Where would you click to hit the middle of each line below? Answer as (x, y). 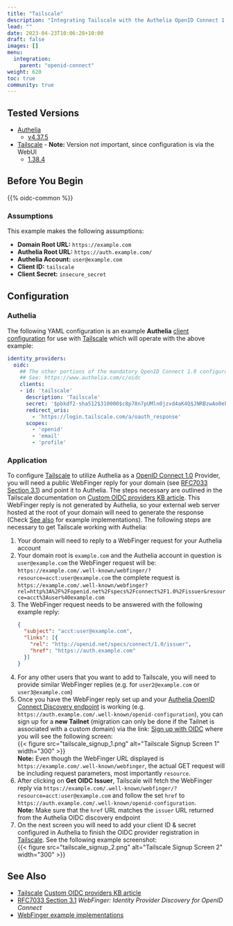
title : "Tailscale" (35, 14)
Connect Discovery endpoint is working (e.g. (81, 706)
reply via (29, 788)
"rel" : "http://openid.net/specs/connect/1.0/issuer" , (111, 644)
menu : (15, 53)
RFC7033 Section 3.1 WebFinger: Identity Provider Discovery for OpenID (120, 900)
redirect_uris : (48, 410)
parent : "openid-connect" (57, 65)
